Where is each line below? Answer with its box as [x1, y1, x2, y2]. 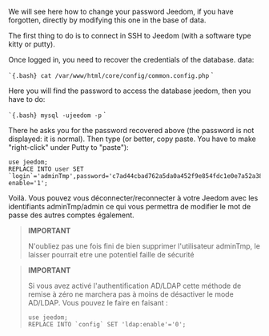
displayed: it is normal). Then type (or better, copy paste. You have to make [8, 134, 256, 144]
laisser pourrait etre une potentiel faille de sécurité [27, 250, 195, 259]
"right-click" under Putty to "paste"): [8, 143, 130, 152]
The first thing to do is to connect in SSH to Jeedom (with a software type [8, 31, 251, 40]
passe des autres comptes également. [8, 210, 134, 220]
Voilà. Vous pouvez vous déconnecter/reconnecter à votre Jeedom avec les [8, 193, 259, 203]
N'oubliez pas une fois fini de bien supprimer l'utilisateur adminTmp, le [27, 241, 260, 251]
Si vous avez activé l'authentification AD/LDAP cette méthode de [27, 281, 242, 290]
